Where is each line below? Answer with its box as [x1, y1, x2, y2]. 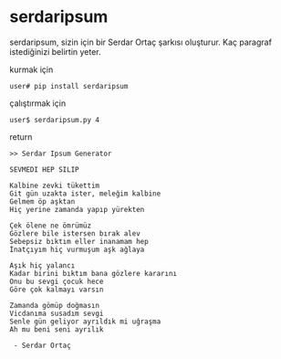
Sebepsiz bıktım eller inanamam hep [9, 237, 149, 246]
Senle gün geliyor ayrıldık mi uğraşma [9, 317, 161, 326]
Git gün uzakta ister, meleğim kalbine [9, 189, 161, 198]
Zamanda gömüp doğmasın [9, 301, 100, 310]
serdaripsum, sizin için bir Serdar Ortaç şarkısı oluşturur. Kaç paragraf [9, 37, 272, 48]
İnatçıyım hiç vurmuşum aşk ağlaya [9, 245, 145, 254]
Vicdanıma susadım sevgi [9, 309, 104, 318]
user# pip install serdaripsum [9, 81, 129, 90]
